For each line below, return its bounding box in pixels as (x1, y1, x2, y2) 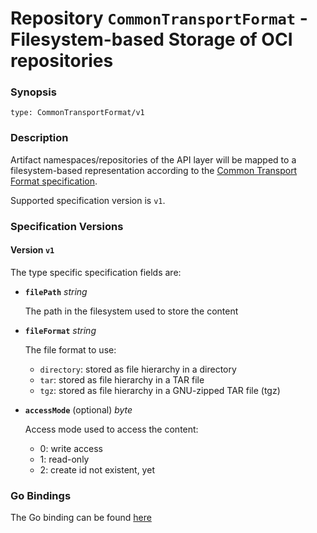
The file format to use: (24, 343, 117, 356)
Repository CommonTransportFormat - (10, 7, 308, 30)
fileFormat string (24, 324, 97, 336)
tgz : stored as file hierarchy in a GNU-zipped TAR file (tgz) (39, 384, 281, 396)
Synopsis (10, 85, 57, 99)
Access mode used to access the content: (24, 423, 199, 435)
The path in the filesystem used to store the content (24, 305, 239, 317)
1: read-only (39, 453, 90, 465)
